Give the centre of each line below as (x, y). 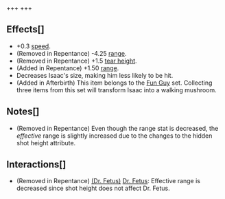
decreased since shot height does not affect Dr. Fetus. (93, 188)
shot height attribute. (46, 143)
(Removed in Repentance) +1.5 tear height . (77, 61)
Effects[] (26, 29)
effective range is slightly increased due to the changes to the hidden (114, 136)
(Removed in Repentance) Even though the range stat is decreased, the (117, 128)
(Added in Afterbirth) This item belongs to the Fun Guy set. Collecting (114, 83)
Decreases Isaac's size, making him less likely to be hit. (95, 75)
